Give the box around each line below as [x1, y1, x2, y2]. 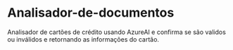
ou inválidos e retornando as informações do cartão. [7, 35, 160, 43]
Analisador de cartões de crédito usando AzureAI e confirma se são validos [7, 28, 227, 36]
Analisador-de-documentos [7, 5, 175, 21]
